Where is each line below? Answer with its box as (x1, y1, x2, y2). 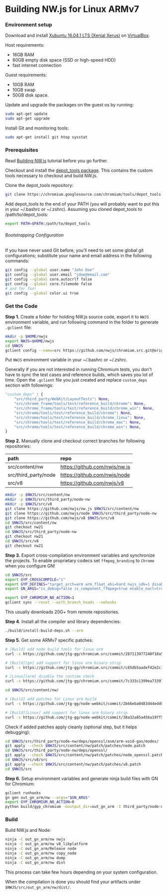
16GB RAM (12, 52, 35, 58)
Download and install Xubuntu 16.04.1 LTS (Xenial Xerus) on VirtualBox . (5, 32, 150, 38)
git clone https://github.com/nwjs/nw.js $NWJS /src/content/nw (5, 506, 139, 511)
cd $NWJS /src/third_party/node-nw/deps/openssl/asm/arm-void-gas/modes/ (5, 739, 159, 744)
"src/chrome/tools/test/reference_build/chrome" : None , (14, 410, 133, 415)
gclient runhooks (5, 790, 41, 796)
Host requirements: (5, 42, 45, 48)
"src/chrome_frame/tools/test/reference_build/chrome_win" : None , (14, 406, 155, 411)
